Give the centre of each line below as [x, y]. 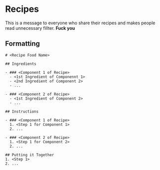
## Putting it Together [30, 155]
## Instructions [22, 112]
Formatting [23, 44]
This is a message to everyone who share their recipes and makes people [80, 23]
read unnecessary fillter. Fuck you [40, 28]
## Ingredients [21, 64]
